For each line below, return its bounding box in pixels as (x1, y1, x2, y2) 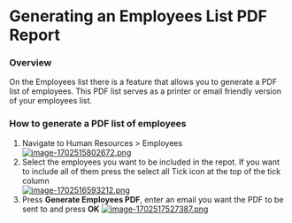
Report (9, 25, 60, 45)
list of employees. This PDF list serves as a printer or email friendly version (9, 86, 281, 96)
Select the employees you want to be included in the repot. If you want (21, 157, 280, 167)
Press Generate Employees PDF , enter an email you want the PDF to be (21, 194, 284, 204)
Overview (9, 57, 52, 69)
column (21, 175, 50, 186)
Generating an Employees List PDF (9, 6, 268, 27)
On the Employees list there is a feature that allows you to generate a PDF (9, 77, 277, 88)
